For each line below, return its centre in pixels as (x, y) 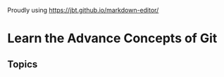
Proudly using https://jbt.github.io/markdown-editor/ (83, 10)
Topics (23, 64)
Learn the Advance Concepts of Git (112, 38)
